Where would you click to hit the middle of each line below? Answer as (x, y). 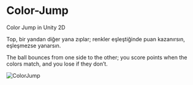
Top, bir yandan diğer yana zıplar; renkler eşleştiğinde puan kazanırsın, (96, 39)
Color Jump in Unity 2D (36, 27)
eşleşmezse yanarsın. (34, 46)
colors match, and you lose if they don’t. (57, 64)
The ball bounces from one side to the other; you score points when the (97, 57)
